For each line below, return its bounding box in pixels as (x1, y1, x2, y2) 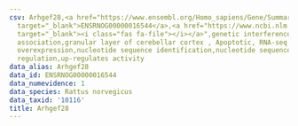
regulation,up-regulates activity (17, 54, 145, 63)
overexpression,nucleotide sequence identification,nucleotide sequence (17, 46, 292, 55)
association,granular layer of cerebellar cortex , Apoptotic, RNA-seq (17, 37, 288, 47)
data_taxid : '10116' (9, 95, 86, 105)
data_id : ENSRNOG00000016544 (9, 71, 117, 80)
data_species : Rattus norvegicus (9, 87, 133, 96)
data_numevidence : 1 (9, 79, 86, 88)
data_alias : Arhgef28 (9, 63, 90, 72)
